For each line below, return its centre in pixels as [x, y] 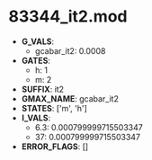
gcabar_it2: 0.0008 [70, 50]
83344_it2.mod [68, 17]
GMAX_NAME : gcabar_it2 [70, 98]
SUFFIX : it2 [43, 89]
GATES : [36, 60]
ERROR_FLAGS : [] [55, 147]
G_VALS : [38, 41]
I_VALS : [36, 118]
